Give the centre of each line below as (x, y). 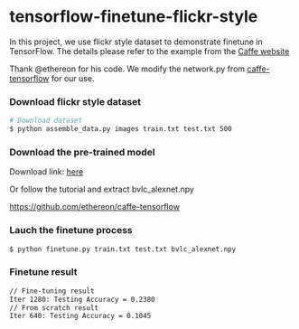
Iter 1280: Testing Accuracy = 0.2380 (82, 299)
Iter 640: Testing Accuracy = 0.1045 (80, 316)
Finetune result (43, 272)
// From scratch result (54, 308)
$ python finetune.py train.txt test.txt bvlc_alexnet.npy (123, 249)
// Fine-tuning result (52, 291)
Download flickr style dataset (75, 101)
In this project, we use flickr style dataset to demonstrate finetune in (136, 42)
